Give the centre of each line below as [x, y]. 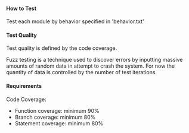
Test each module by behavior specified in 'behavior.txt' [75, 21]
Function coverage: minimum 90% [57, 110]
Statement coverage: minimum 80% [59, 123]
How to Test [21, 8]
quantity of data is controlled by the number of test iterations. [81, 72]
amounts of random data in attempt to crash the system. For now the [90, 66]
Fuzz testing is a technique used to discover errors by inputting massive [94, 60]
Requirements [24, 86]
